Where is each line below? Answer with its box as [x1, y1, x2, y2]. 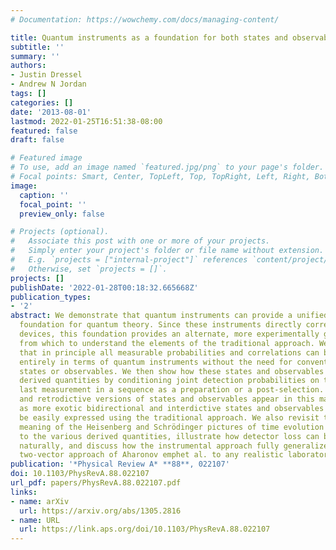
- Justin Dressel [10, 70, 83, 80]
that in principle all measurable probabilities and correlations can [19, 347, 320, 358]
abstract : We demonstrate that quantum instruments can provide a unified [10, 311, 329, 321]
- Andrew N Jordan [10, 79, 87, 90]
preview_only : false [19, 209, 105, 219]
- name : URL [10, 515, 60, 525]
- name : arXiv [10, 496, 70, 506]
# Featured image [10, 153, 83, 163]
